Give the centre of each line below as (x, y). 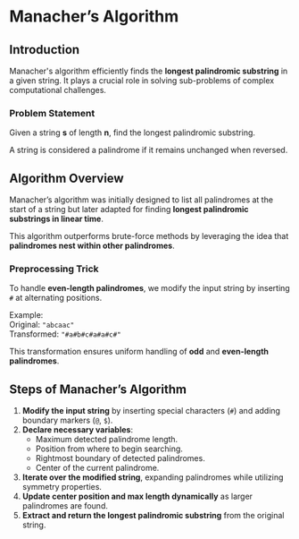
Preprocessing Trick (54, 269)
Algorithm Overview (66, 178)
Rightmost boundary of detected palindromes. (120, 458)
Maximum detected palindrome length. (107, 440)
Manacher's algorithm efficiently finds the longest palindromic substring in (149, 71)
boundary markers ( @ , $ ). (67, 420)
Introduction (45, 50)
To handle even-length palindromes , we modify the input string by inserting (149, 288)
